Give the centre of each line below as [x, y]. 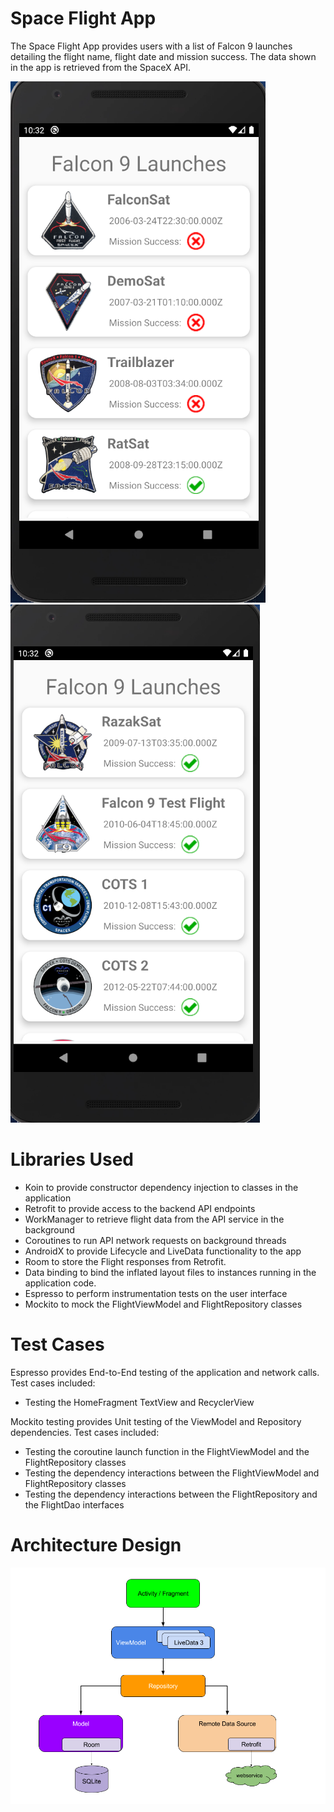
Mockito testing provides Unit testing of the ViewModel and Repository [156, 1421]
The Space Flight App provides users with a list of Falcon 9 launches [151, 46]
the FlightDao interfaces [74, 1504]
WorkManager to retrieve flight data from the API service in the [154, 1219]
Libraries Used [72, 1159]
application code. [60, 1283]
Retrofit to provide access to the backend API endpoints [140, 1208]
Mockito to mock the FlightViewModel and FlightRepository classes [163, 1304]
